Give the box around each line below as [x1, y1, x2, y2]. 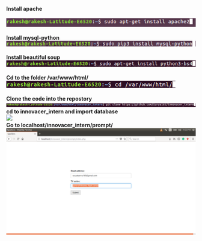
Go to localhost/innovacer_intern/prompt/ [6, 121, 113, 128]
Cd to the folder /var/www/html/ [6, 74, 89, 81]
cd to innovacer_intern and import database [6, 108, 118, 115]
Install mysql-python [6, 34, 60, 42]
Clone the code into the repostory [6, 95, 92, 102]
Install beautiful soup [6, 54, 61, 61]
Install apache [6, 5, 43, 12]
